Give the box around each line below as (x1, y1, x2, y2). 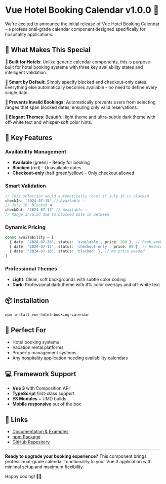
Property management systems (12, 349, 77, 355)
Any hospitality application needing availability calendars (12, 355, 128, 361)
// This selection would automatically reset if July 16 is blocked (5, 194, 149, 198)
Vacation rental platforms (12, 344, 64, 350)
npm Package (12, 434, 41, 440)
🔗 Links (5, 415, 28, 424)
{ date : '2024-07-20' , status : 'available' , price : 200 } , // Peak (9, 240, 152, 244)
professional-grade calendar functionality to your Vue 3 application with (5, 459, 152, 465)
